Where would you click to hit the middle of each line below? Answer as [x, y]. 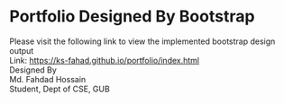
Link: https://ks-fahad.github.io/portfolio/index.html [105, 60]
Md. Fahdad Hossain [48, 79]
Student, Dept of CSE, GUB [60, 89]
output [22, 50]
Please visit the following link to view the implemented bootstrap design [142, 41]
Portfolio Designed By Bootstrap [132, 17]
